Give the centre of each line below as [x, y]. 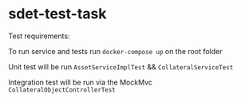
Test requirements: [39, 36]
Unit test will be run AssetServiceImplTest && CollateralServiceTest [121, 67]
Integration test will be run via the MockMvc [81, 82]
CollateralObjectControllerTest [62, 90]
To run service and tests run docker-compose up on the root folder [115, 51]
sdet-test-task [57, 14]
